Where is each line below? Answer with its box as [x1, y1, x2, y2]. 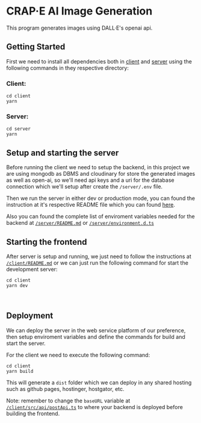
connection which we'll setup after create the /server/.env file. [6, 183, 163, 190]
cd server [6, 126, 31, 132]
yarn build [6, 368, 34, 374]
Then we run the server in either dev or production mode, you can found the [6, 195, 196, 202]
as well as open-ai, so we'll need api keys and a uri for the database [6, 176, 175, 184]
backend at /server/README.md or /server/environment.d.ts [6, 219, 155, 227]
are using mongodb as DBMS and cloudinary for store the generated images [6, 170, 196, 178]
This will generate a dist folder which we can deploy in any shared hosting [6, 379, 192, 386]
